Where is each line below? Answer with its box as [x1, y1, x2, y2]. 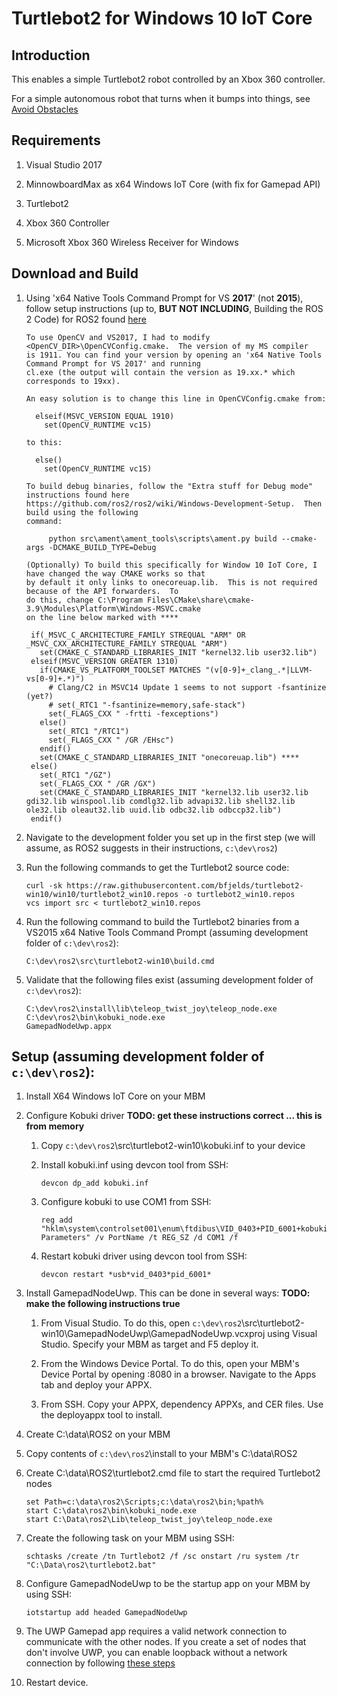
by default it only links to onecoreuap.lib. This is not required [25, 577, 318, 587]
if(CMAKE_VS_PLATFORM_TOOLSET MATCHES [39, 665, 201, 675]
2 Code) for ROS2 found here [25, 313, 147, 325]
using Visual [267, 1328, 318, 1340]
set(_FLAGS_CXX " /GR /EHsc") [48, 735, 175, 745]
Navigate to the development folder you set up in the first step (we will [25, 831, 316, 843]
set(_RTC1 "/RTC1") [48, 726, 130, 736]
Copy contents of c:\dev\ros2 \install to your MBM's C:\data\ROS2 [25, 1448, 298, 1460]
